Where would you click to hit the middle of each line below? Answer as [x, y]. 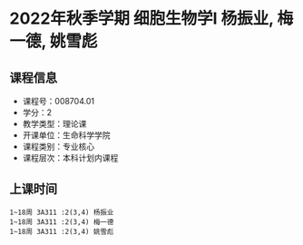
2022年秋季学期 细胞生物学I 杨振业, [142, 19]
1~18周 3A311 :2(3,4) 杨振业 [62, 212]
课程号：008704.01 [59, 101]
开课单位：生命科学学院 [66, 135]
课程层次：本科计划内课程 [70, 158]
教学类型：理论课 [54, 124]
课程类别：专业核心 [59, 147]
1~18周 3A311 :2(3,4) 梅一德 [62, 222]
